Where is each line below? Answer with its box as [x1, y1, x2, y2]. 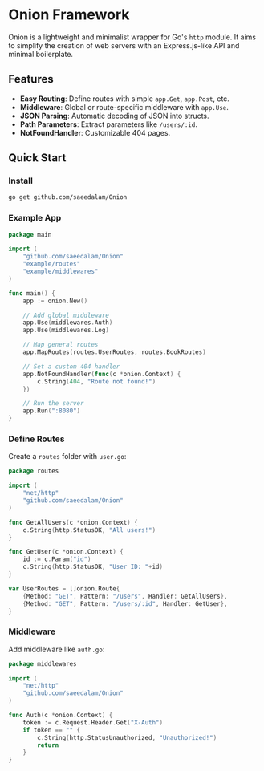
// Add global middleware [22, 311, 110, 319]
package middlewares [8, 659, 78, 668]
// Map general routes [22, 341, 99, 349]
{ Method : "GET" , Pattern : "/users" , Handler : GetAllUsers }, [22, 592, 228, 600]
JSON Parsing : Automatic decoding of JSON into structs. [19, 111, 210, 120]
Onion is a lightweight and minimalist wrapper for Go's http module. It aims [8, 32, 257, 42]
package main [8, 230, 52, 238]
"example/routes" [22, 260, 81, 268]
